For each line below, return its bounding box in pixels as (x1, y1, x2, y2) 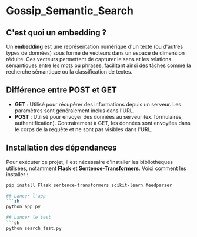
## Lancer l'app (6, 193, 46, 199)
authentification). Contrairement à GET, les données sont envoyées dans (14, 119, 191, 126)
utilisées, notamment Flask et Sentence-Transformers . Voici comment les (6, 165, 186, 172)
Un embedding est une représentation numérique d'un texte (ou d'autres (6, 43, 183, 50)
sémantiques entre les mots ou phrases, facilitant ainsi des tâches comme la (6, 62, 191, 69)
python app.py (6, 204, 41, 210)
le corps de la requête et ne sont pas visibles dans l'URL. (14, 125, 153, 133)
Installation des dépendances (6, 143, 117, 153)
